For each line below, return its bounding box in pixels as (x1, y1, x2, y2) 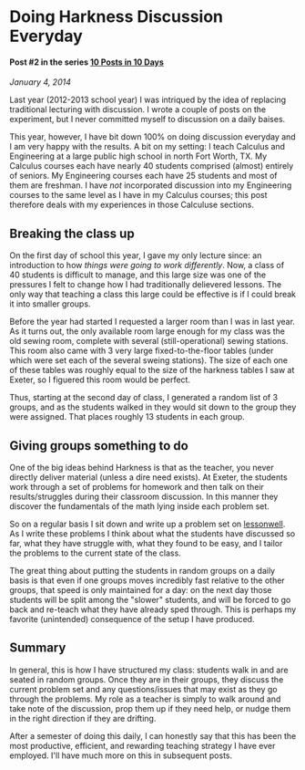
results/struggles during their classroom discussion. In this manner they (9, 491, 279, 503)
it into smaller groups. (9, 298, 91, 309)
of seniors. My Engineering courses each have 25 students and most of (9, 171, 278, 182)
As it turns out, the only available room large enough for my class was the (9, 326, 285, 337)
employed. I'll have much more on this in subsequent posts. (9, 750, 233, 761)
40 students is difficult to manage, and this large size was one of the (9, 269, 267, 280)
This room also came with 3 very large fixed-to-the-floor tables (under (9, 345, 274, 357)
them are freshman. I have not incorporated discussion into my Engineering (9, 180, 292, 191)
